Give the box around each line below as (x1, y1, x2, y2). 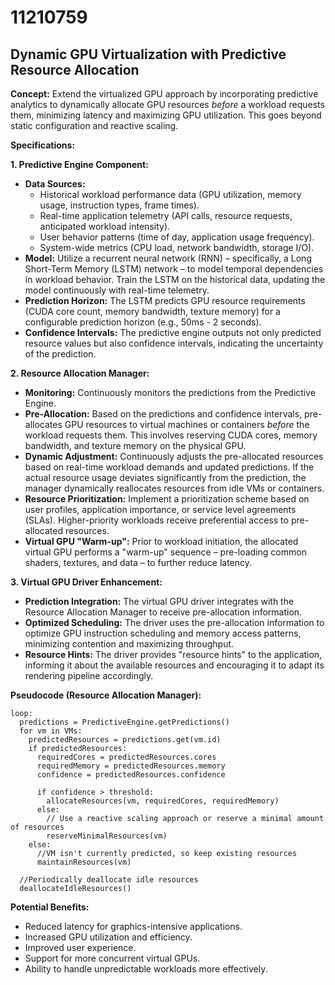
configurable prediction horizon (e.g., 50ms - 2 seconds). (24, 316, 262, 328)
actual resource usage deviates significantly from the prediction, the (24, 472, 307, 483)
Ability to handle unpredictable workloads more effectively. (24, 963, 268, 975)
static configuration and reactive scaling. (10, 120, 179, 131)
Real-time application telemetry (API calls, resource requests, (39, 210, 293, 221)
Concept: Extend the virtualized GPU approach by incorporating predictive (10, 88, 319, 100)
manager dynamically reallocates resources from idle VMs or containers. (24, 482, 325, 494)
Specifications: (10, 139, 76, 151)
